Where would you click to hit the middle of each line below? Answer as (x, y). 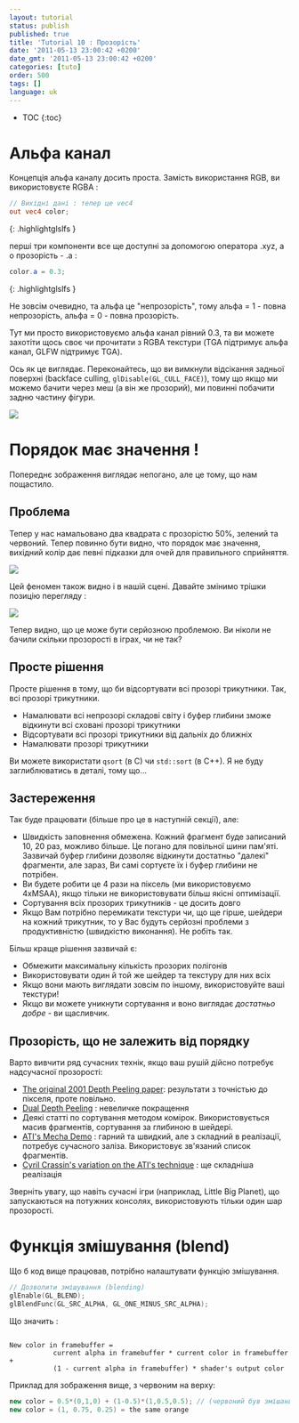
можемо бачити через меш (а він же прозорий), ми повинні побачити (142, 388)
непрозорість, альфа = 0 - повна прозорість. (94, 316)
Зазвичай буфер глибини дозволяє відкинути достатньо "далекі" (145, 856)
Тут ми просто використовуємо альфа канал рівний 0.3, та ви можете (142, 333)
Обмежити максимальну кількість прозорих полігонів (125, 966)
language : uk (33, 92)
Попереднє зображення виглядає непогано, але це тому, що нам (133, 474)
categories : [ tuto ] (45, 68)
